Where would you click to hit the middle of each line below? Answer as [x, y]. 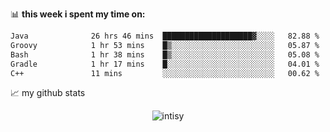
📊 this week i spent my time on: [78, 14]
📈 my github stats [48, 93]
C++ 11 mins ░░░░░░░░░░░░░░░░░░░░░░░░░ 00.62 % [165, 73]
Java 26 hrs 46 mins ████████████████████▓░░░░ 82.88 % [165, 36]
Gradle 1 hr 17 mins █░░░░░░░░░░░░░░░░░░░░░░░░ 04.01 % [165, 64]
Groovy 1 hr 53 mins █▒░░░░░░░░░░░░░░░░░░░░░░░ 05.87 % [165, 45]
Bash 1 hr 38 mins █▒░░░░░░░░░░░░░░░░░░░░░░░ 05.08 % [165, 54]
